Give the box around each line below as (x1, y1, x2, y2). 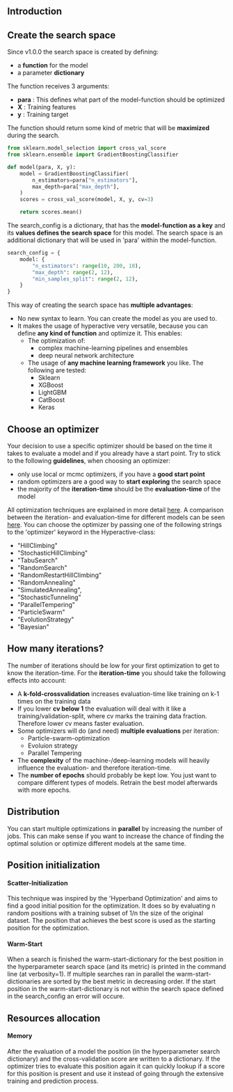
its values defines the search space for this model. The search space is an (7, 229, 223, 237)
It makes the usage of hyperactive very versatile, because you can (17, 322, 209, 330)
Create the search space (7, 29, 116, 41)
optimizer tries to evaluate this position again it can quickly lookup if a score (7, 1062, 225, 1070)
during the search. (7, 132, 61, 140)
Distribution (7, 806, 61, 818)
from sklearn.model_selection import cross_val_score (7, 145, 167, 152)
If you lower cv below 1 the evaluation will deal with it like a (17, 704, 186, 713)
